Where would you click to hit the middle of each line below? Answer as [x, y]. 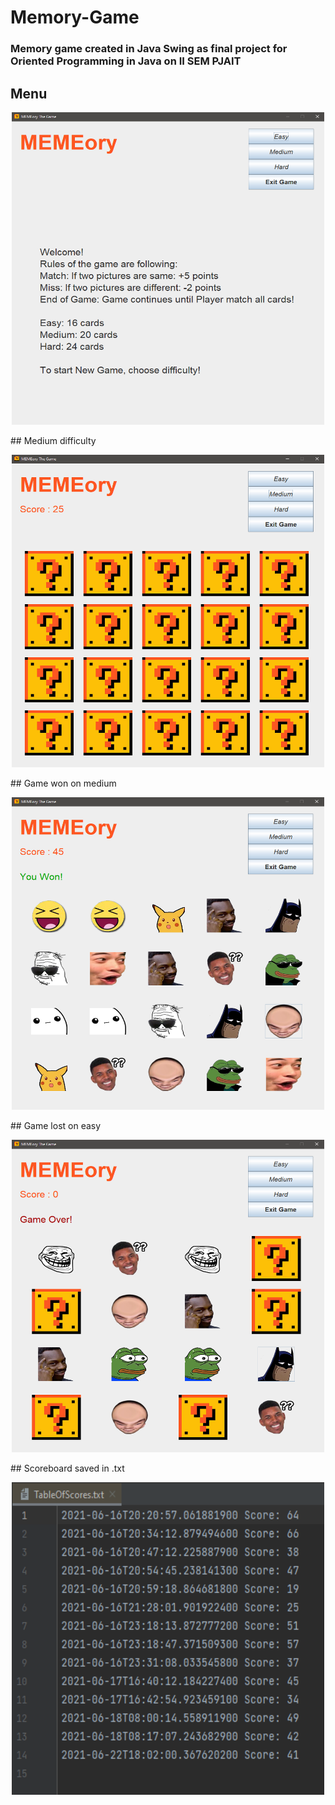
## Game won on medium [63, 783]
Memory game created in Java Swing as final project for [149, 49]
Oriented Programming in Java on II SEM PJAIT [126, 61]
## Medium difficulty [53, 440]
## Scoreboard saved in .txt [67, 1468]
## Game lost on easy [56, 1125]
